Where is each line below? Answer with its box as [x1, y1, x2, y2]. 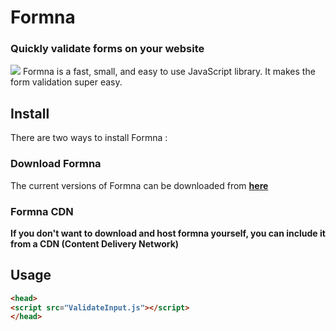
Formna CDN [10, 204, 74, 218]
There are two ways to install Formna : [10, 132, 168, 144]
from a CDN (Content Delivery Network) [10, 237, 180, 250]
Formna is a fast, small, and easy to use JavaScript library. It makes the [22, 66, 316, 78]
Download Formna [10, 157, 102, 171]
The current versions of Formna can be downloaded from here [10, 179, 269, 191]
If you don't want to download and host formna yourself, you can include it [10, 227, 326, 239]
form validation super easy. [10, 76, 123, 88]
